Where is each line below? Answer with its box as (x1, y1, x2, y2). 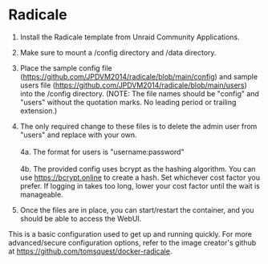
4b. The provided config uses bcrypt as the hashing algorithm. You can (19, 164, 256, 173)
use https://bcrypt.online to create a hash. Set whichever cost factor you (19, 173, 261, 182)
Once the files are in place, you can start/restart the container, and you (19, 205, 254, 214)
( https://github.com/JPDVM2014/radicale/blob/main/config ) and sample (19, 71, 258, 81)
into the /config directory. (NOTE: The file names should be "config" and (19, 88, 259, 98)
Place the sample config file (19, 63, 112, 73)
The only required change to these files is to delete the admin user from (19, 121, 258, 131)
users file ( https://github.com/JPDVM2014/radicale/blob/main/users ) (19, 80, 247, 90)
